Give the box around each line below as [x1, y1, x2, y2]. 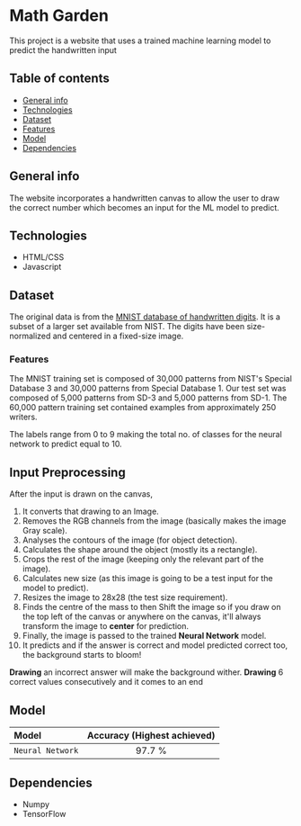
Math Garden [9, 5, 110, 26]
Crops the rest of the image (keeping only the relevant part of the [22, 554, 264, 565]
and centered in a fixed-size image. [52, 330, 184, 342]
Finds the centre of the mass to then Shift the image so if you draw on [22, 602, 281, 613]
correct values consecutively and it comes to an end [9, 677, 204, 687]
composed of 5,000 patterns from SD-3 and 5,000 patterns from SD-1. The [9, 392, 288, 403]
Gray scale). [22, 525, 67, 536]
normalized [9, 330, 51, 342]
